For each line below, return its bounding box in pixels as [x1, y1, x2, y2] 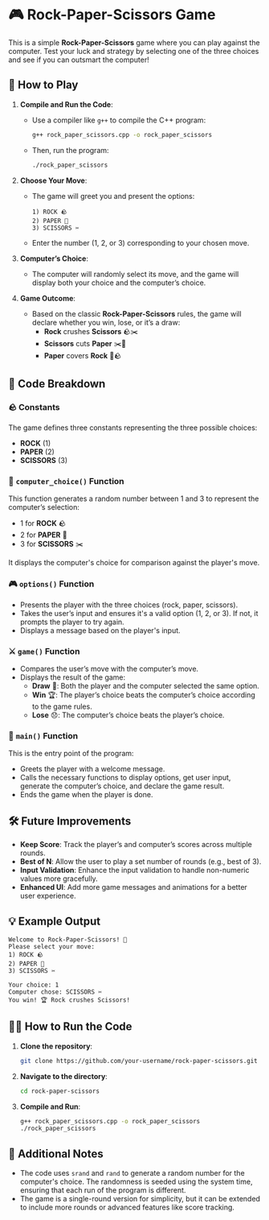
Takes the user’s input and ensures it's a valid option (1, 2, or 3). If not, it [19, 608, 259, 618]
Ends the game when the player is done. [19, 790, 153, 800]
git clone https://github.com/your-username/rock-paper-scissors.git [19, 1057, 259, 1065]
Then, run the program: [31, 145, 110, 155]
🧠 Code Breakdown [8, 377, 106, 391]
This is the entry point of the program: [8, 749, 134, 759]
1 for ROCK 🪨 [19, 519, 67, 528]
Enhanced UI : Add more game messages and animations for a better [19, 883, 247, 892]
